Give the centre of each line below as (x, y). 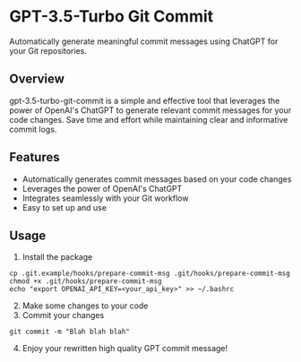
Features (34, 157)
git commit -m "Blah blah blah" (69, 332)
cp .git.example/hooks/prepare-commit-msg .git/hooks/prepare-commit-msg (150, 274)
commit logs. (33, 129)
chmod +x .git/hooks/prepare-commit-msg (86, 281)
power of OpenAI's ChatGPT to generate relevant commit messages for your (150, 110)
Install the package (57, 257)
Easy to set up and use (64, 207)
